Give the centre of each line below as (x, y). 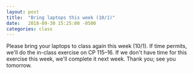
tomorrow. (19, 66)
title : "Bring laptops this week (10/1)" (61, 18)
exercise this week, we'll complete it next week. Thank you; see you (91, 59)
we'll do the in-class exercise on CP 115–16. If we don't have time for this (96, 53)
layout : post (23, 12)
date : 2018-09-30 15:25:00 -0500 (51, 23)
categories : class (29, 29)
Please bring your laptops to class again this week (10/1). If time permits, (96, 46)
